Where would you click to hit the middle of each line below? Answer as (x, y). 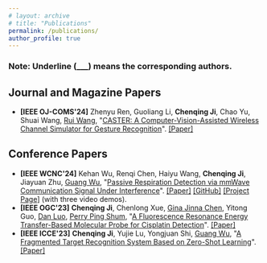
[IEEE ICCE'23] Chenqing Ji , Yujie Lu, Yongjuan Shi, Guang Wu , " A (131, 233)
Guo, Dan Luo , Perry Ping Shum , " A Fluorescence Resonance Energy (134, 216)
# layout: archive (39, 16)
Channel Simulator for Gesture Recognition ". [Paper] (107, 129)
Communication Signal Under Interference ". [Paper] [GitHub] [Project (134, 191)
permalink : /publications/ (53, 31)
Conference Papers (58, 154)
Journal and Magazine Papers (85, 92)
